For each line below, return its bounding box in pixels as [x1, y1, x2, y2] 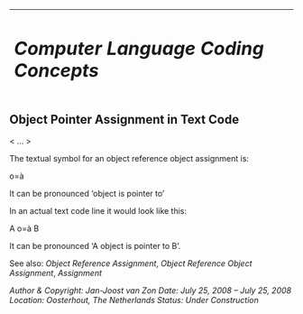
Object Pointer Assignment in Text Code [9, 112, 240, 127]
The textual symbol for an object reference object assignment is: [9, 153, 250, 164]
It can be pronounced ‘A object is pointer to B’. [9, 241, 181, 252]
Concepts [14, 59, 99, 82]
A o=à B [9, 223, 40, 234]
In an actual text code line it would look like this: [9, 206, 188, 217]
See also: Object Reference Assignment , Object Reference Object [9, 258, 252, 269]
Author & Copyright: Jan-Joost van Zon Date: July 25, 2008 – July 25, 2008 [9, 285, 291, 296]
